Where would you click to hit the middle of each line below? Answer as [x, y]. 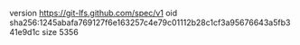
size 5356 [60, 32]
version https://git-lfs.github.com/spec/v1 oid [94, 13]
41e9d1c [25, 32]
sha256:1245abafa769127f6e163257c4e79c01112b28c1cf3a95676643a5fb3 [150, 22]
